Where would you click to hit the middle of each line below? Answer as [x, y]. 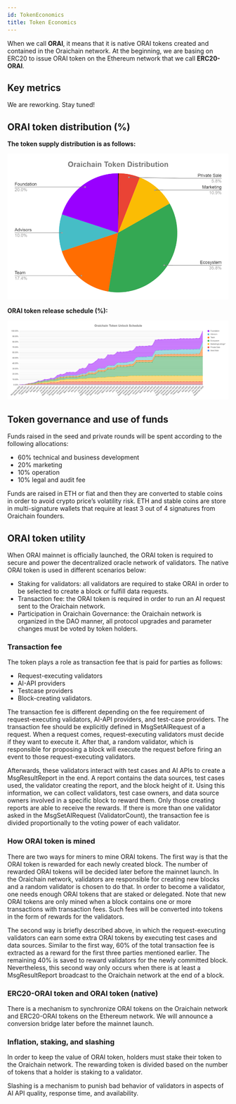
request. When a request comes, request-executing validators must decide [116, 734]
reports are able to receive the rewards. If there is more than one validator [114, 808]
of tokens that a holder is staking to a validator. [75, 1072]
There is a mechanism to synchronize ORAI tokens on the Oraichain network [118, 1008]
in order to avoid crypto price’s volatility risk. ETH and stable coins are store [117, 501]
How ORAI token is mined [51, 841]
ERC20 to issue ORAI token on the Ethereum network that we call [101, 58]
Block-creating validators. [55, 698]
